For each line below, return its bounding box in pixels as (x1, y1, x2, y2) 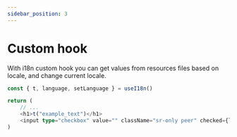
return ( (7, 98, 33, 105)
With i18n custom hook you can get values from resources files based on (7, 64, 219, 72)
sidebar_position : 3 (7, 10, 68, 18)
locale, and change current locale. (7, 71, 107, 79)
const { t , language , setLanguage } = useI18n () (7, 85, 153, 92)
